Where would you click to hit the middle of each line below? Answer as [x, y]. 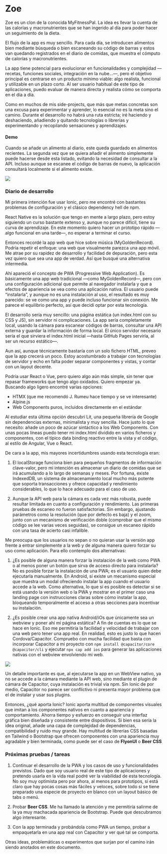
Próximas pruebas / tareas [38, 754]
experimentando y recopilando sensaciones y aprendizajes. [66, 125]
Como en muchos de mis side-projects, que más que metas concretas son [82, 104]
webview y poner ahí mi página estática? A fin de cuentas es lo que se [84, 623]
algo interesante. [30, 817]
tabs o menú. [26, 797]
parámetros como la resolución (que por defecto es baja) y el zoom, [82, 515]
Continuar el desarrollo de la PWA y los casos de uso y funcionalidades [85, 765]
